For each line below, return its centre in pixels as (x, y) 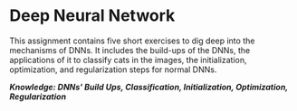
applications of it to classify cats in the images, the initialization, (128, 60)
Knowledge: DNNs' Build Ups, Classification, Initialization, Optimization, (148, 87)
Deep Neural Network (92, 16)
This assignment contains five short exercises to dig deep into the (132, 41)
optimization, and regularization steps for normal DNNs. (113, 69)
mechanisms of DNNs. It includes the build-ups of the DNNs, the (130, 50)
